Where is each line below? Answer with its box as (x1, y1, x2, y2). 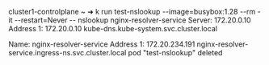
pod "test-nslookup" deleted (128, 48, 223, 57)
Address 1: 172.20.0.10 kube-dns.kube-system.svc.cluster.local (8, 24, 218, 33)
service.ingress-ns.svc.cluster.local (8, 48, 127, 57)
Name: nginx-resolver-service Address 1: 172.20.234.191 (8, 39, 195, 49)
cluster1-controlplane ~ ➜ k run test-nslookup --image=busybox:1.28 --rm (8, 7, 256, 16)
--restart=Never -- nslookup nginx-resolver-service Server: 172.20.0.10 (14, 15, 252, 25)
